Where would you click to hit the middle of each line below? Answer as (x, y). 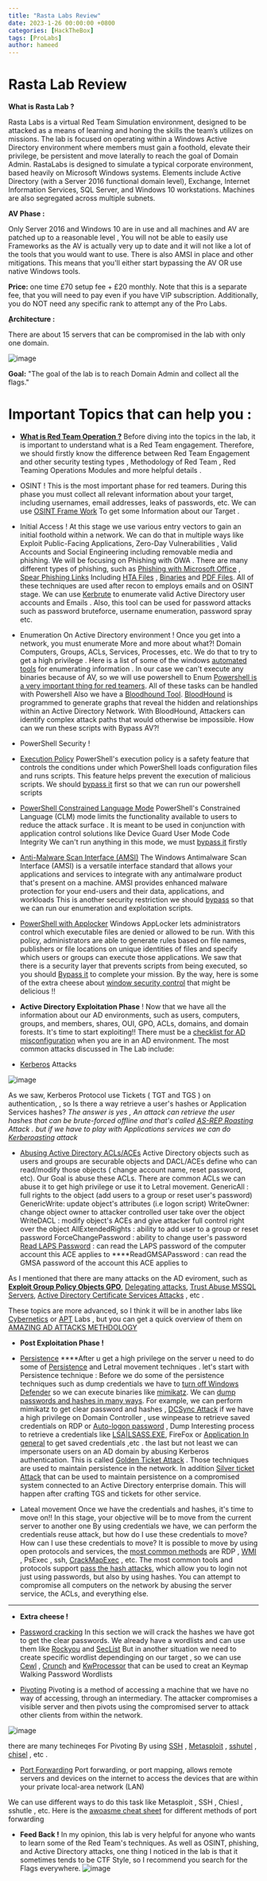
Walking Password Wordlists (66, 1674)
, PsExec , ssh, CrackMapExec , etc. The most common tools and (126, 1560)
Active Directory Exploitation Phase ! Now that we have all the (123, 1007)
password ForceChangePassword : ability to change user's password (133, 1237)
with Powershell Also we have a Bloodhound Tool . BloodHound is (126, 694)
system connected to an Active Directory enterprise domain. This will (133, 1485)
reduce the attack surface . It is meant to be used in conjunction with (132, 825)
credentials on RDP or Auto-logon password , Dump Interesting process (137, 1426)
